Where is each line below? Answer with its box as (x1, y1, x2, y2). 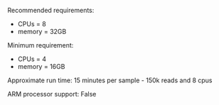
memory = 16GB (17, 62, 65, 70)
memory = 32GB (17, 28, 67, 35)
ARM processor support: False (7, 90, 97, 98)
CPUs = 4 (17, 55, 46, 63)
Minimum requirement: (7, 41, 74, 49)
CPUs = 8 (17, 20, 46, 28)
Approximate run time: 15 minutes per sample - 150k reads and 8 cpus (7, 76, 213, 84)
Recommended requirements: (7, 6, 95, 14)
